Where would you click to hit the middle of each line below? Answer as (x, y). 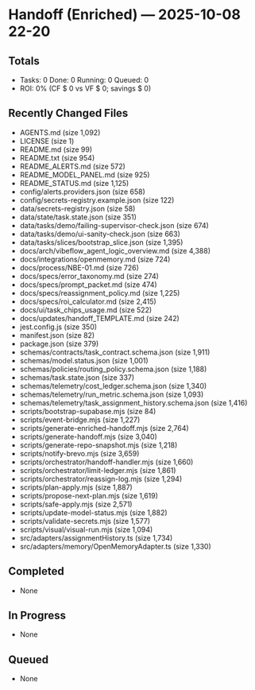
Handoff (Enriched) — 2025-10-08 (124, 15)
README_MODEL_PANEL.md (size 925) (85, 174)
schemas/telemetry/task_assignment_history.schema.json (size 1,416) (133, 402)
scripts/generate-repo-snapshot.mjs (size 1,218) (99, 445)
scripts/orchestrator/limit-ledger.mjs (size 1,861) (98, 470)
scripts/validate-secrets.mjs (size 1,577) (85, 521)
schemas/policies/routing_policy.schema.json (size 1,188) (113, 369)
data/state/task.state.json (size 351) (78, 217)
